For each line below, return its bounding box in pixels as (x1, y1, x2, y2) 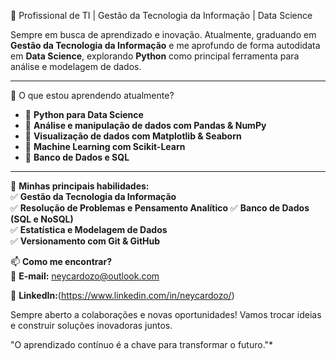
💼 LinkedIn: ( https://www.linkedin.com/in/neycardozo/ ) (10, 290, 235, 301)
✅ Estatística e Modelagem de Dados (10, 224, 168, 235)
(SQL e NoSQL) (10, 213, 74, 225)
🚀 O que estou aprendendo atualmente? (10, 90, 175, 101)
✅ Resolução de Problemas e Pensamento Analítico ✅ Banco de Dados (10, 202, 310, 214)
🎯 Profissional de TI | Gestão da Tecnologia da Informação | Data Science (10, 10, 313, 21)
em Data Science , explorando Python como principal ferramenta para (10, 50, 300, 62)
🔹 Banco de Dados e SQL (24, 151, 130, 163)
